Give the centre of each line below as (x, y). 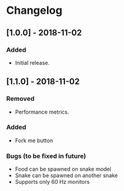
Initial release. (32, 62)
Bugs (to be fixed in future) (46, 156)
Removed (20, 99)
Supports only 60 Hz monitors (52, 182)
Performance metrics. (42, 112)
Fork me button (34, 140)
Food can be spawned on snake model (63, 169)
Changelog (34, 11)
